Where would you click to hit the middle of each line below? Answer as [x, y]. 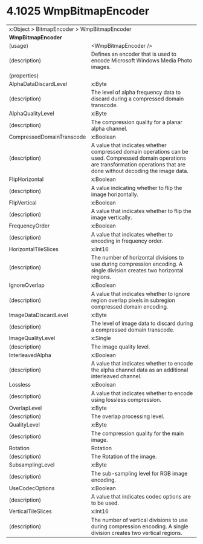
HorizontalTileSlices [34, 249]
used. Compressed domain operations [138, 158]
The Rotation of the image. [124, 457]
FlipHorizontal [26, 179]
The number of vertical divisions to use [140, 520]
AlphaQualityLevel [31, 114]
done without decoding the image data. [140, 171]
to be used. [105, 503]
